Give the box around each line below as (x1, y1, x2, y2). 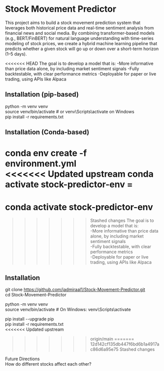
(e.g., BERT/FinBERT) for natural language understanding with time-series (5, 35, 154, 41)
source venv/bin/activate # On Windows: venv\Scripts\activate (5, 307, 131, 313)
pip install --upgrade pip (5, 316, 54, 322)
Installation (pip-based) (5, 90, 79, 99)
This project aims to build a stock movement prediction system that (5, 20, 141, 26)
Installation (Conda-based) (5, 128, 90, 136)
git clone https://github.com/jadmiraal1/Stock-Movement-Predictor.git (5, 287, 145, 292)
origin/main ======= (90, 336, 135, 342)
